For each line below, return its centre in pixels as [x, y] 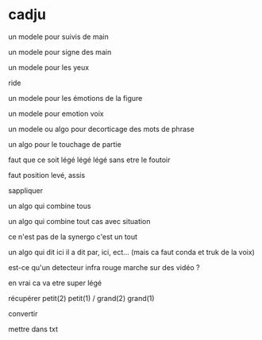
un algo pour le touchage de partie [65, 144]
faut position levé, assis [47, 175]
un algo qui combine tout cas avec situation [79, 221]
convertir [23, 313]
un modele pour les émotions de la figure [75, 98]
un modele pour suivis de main [58, 37]
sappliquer [26, 190]
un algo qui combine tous [50, 206]
